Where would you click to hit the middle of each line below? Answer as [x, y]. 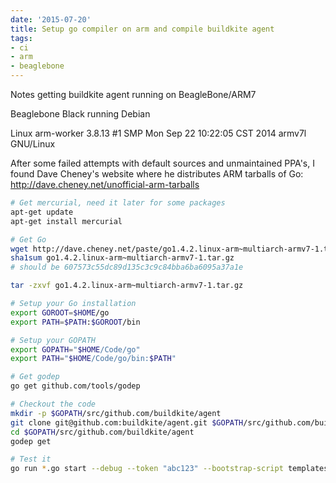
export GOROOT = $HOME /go [60, 312]
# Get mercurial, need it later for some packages [118, 203]
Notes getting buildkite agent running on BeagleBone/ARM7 [133, 94]
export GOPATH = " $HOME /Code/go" [75, 349]
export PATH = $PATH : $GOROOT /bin [75, 322]
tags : [21, 38]
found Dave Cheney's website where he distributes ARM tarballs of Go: [157, 174]
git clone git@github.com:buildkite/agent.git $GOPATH [127, 422]
